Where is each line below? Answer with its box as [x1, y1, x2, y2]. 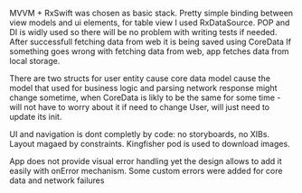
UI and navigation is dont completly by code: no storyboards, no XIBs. [9, 129, 269, 139]
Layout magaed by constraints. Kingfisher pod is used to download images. [9, 139, 291, 149]
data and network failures [9, 175, 105, 186]
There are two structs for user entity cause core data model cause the [9, 73, 271, 84]
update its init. [9, 112, 62, 122]
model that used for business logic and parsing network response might [9, 83, 278, 93]
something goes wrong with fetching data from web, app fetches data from [9, 46, 289, 57]
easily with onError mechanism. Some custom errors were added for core [9, 166, 283, 176]
